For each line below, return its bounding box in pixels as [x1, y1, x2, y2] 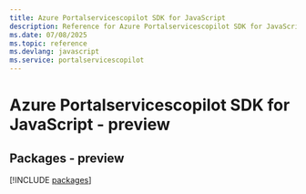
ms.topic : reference [9, 38, 88, 48]
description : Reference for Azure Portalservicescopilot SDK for [9, 22, 262, 31]
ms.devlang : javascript [9, 47, 100, 56]
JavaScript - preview [9, 115, 171, 135]
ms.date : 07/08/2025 [9, 30, 88, 39]
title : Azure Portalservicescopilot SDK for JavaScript [9, 13, 226, 23]
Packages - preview [9, 150, 125, 166]
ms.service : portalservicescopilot [9, 56, 145, 65]
